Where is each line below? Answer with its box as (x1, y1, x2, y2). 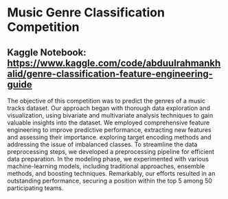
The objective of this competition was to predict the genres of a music (7, 97, 206, 105)
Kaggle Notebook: (7, 47, 87, 58)
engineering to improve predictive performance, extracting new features (7, 126, 212, 134)
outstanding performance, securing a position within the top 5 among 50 (7, 176, 213, 185)
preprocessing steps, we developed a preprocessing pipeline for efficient (7, 148, 215, 155)
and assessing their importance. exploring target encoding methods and (7, 133, 212, 141)
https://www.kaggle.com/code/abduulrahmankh (7, 57, 221, 69)
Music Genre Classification (7, 5, 165, 21)
